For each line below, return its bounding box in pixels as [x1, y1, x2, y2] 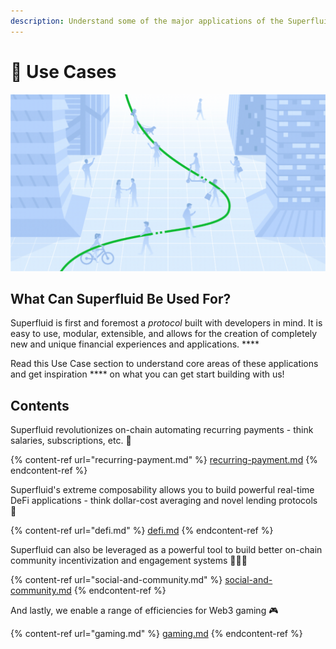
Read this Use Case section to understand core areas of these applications [10, 358, 319, 370]
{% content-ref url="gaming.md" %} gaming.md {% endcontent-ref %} [10, 628, 303, 640]
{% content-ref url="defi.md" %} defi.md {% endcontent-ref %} [10, 525, 274, 537]
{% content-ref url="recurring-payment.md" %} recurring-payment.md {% [10, 454, 318, 466]
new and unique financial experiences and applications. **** [10, 338, 260, 350]
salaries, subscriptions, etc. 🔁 [10, 435, 132, 447]
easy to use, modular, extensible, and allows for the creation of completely [10, 328, 318, 340]
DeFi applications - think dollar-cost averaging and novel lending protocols [10, 495, 318, 507]
